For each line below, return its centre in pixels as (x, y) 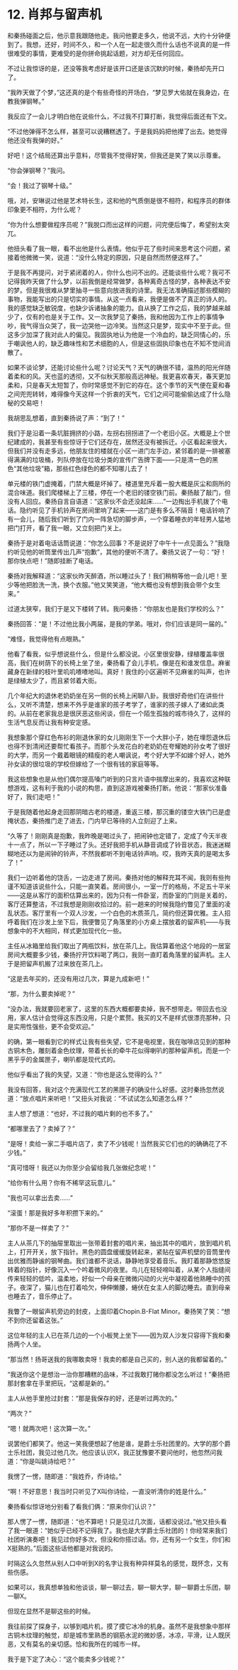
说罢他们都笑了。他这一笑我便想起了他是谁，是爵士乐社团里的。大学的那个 (116, 1443)
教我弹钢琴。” (26, 101)
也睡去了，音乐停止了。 (41, 1296)
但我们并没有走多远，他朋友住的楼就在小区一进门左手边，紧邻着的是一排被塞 (119, 451)
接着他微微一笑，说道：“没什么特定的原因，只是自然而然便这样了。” (105, 257)
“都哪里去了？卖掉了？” (41, 1128)
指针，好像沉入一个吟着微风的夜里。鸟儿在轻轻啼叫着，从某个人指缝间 (128, 1269)
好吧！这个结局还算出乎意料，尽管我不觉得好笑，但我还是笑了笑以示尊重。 (116, 155)
